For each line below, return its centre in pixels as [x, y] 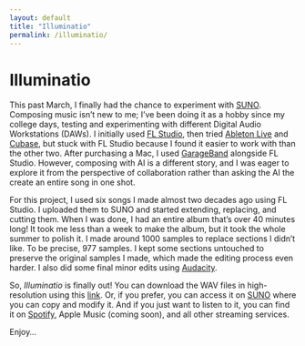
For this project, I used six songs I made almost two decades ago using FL [148, 200]
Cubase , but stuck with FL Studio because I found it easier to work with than [152, 144]
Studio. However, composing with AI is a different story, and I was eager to [149, 163]
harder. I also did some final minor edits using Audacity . [113, 268]
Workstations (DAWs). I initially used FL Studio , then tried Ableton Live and [149, 134]
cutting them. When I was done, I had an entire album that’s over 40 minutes [152, 219]
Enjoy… [23, 332]
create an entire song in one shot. [72, 182]
